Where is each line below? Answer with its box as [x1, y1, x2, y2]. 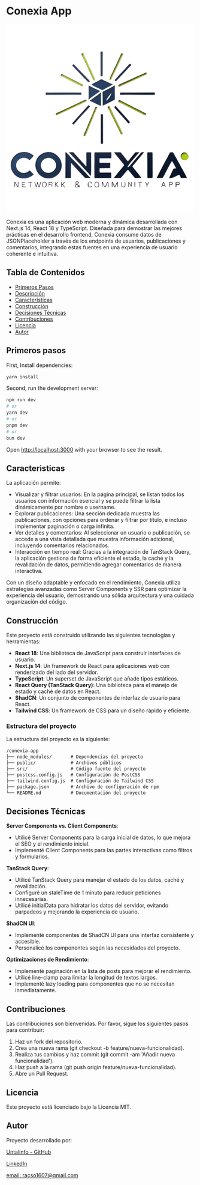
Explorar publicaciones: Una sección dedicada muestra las [14, 510, 160, 517]
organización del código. [6, 598, 68, 605]
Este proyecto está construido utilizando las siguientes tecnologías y [6, 632, 175, 639]
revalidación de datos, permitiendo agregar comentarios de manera [14, 561, 181, 568]
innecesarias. [14, 896, 49, 903]
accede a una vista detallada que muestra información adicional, [14, 536, 175, 543]
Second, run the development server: [6, 384, 98, 392]
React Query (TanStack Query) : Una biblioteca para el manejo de [14, 682, 178, 689]
